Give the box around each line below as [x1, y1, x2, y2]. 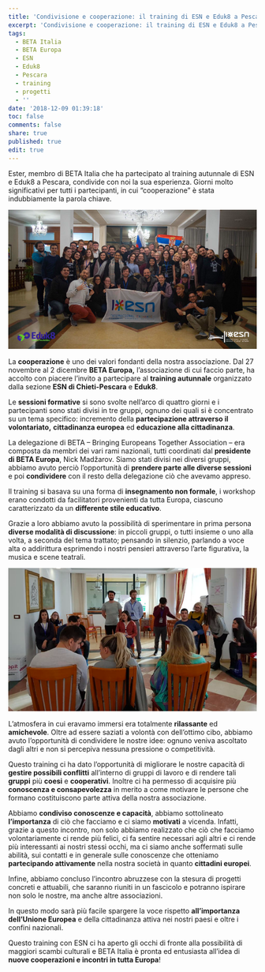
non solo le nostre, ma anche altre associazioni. [8, 891, 163, 900]
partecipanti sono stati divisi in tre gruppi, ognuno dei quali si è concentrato [8, 405, 254, 415]
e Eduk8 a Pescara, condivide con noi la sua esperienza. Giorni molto [8, 177, 234, 186]
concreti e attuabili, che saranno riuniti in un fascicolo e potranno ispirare [8, 882, 246, 891]
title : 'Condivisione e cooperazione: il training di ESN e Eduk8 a [8, 13, 238, 21]
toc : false [8, 113, 44, 121]
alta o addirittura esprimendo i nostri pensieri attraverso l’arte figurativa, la [8, 543, 250, 553]
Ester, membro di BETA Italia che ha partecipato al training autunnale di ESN [8, 168, 255, 178]
